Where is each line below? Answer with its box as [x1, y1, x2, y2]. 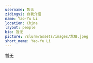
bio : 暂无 [5, 30, 23, 34]
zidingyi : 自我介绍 [5, 12, 42, 16]
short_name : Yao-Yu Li [5, 39, 51, 44]
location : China [5, 20, 38, 26]
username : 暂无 [5, 7, 34, 12]
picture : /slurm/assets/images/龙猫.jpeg [5, 34, 89, 39]
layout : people [5, 25, 36, 30]
